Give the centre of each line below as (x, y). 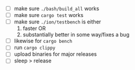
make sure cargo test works (48, 15)
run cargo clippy (35, 48)
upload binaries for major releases (55, 54)
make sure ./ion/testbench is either (58, 22)
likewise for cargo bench (43, 41)
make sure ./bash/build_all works (56, 9)
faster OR (34, 28)
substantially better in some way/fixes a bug (76, 35)
